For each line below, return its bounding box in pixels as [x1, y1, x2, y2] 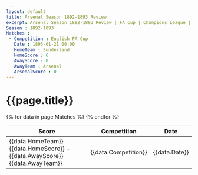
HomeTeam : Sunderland [14, 47, 70, 53]
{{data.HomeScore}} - [9, 144, 71, 153]
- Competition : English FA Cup [8, 36, 88, 42]
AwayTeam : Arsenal [14, 63, 62, 69]
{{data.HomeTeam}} [9, 137, 64, 146]
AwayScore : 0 [14, 58, 49, 63]
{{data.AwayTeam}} [9, 159, 63, 167]
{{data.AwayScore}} [9, 152, 64, 160]
